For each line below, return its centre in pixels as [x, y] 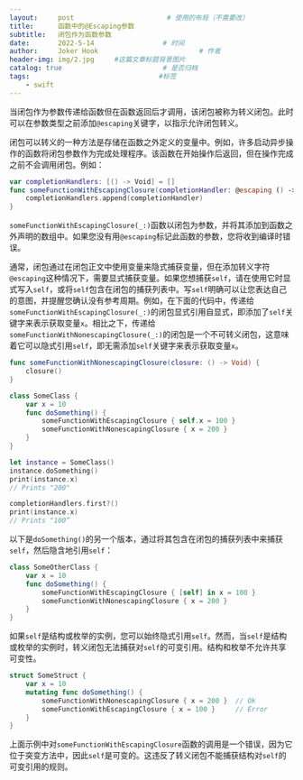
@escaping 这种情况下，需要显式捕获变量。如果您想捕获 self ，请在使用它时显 [150, 278]
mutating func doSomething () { [84, 692]
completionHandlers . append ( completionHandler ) [115, 198]
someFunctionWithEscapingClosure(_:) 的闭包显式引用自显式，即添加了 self [147, 312]
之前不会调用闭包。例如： [57, 164]
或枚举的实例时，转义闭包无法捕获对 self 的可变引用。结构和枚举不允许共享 [148, 647]
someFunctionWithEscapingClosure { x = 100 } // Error [155, 709]
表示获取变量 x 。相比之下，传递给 [94, 323]
